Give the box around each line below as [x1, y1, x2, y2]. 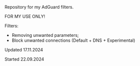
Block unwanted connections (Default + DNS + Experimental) [11, 37, 136, 43]
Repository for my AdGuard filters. [4, 4, 74, 10]
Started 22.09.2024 [4, 56, 45, 62]
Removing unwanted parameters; [11, 33, 79, 38]
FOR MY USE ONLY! [4, 14, 45, 19]
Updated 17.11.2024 [4, 47, 44, 52]
